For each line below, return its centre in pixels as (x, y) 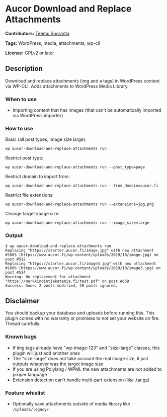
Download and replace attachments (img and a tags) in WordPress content (82, 80)
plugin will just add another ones (46, 353)
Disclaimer (22, 301)
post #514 (16, 272)
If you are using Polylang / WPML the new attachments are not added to (87, 369)
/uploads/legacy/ (31, 410)
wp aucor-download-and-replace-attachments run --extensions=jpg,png (80, 204)
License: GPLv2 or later (30, 53)
